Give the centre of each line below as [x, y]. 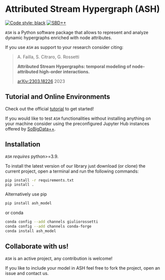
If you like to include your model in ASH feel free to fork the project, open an [83, 268]
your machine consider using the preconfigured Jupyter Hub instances [77, 123]
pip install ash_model [28, 203]
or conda [14, 213]
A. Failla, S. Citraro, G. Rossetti [48, 57]
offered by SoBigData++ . [30, 129]
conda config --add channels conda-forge [48, 227]
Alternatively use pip [26, 194]
